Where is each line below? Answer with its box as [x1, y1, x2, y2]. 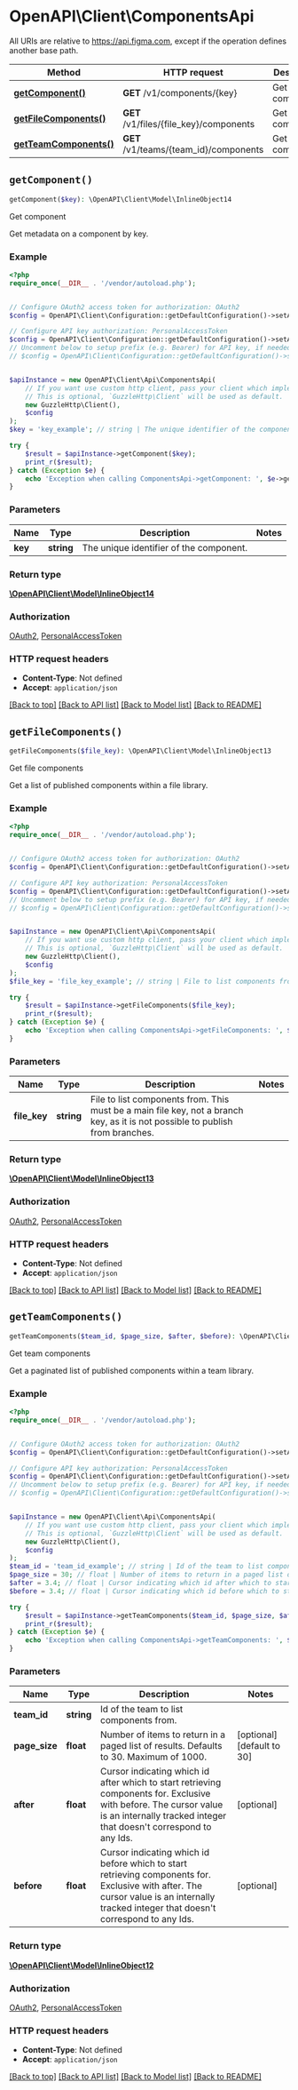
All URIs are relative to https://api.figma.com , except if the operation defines [9, 36, 286, 46]
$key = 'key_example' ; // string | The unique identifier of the [9, 425, 255, 435]
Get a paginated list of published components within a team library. [9, 1365, 255, 1376]
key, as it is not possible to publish [90, 1115, 233, 1128]
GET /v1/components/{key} [122, 86, 238, 99]
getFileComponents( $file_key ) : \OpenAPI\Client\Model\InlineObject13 [9, 746, 272, 756]
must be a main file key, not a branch [90, 1105, 244, 1117]
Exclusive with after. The [100, 1879, 202, 1892]
